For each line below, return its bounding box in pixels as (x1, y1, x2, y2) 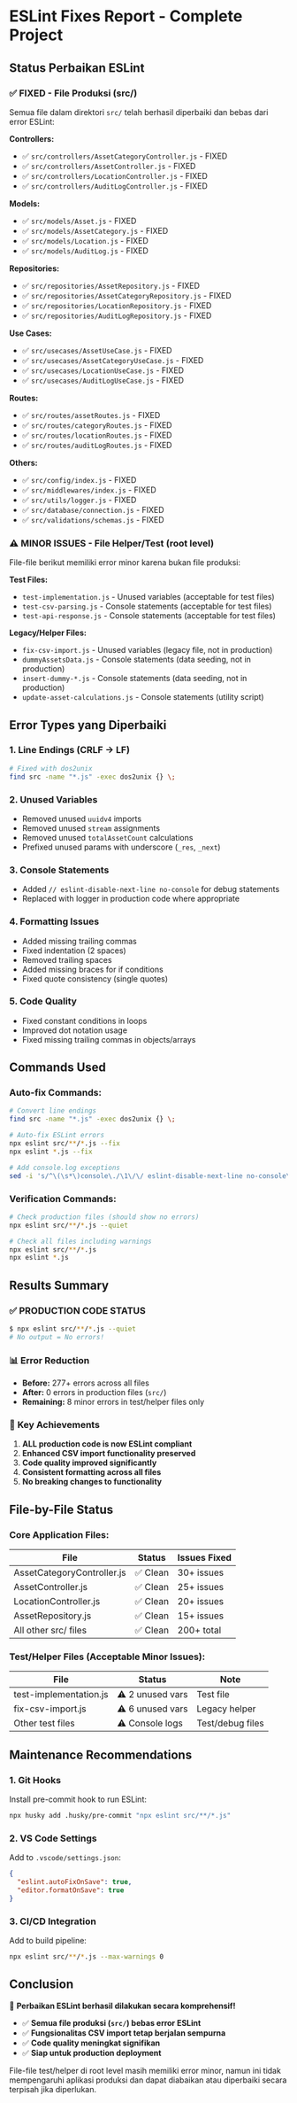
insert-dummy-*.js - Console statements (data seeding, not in (21, 673, 247, 684)
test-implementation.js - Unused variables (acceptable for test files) (21, 592, 276, 602)
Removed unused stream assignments (21, 822, 161, 834)
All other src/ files (13, 1624, 87, 1636)
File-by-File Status (9, 1502, 113, 1517)
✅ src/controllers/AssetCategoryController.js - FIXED (21, 151, 228, 161)
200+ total (177, 1624, 222, 1636)
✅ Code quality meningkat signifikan (21, 2037, 161, 2048)
